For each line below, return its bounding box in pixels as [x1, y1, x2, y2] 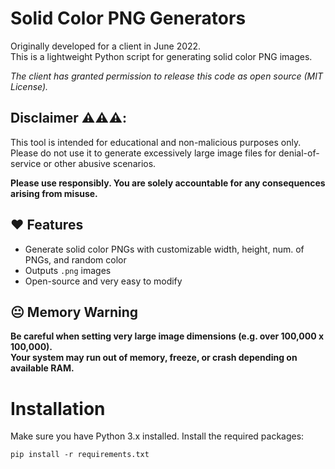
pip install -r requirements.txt [10, 450, 150, 460]
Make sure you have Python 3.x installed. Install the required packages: [10, 430, 305, 442]
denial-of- [278, 147, 320, 159]
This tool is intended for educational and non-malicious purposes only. [10, 136, 302, 148]
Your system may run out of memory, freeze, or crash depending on [10, 352, 298, 364]
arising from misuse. [10, 187, 98, 199]
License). [10, 80, 49, 92]
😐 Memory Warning [10, 303, 139, 321]
